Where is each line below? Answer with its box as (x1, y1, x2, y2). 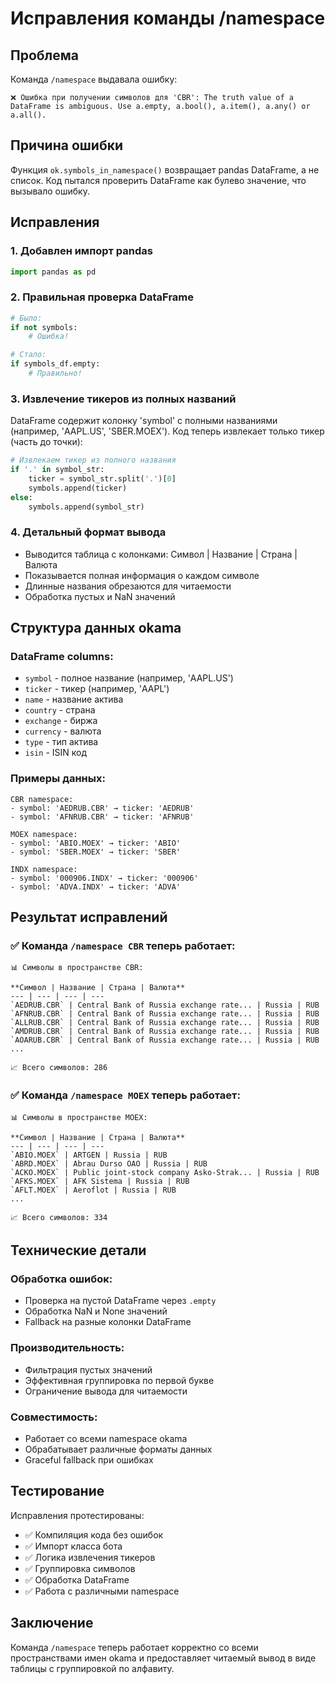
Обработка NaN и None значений (24, 1305, 168, 1317)
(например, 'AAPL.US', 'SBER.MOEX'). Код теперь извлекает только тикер (10, 425, 325, 437)
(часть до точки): (10, 436, 83, 448)
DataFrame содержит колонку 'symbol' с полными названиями (10, 415, 278, 427)
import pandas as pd (10, 267, 97, 277)
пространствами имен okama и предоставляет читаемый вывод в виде (10, 1652, 317, 1664)
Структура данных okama (10, 620, 182, 637)
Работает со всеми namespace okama (24, 1433, 188, 1445)
